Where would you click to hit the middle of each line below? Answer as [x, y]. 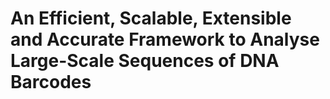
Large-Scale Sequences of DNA [145, 61]
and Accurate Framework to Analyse [165, 39]
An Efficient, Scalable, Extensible [151, 18]
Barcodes [51, 82]
